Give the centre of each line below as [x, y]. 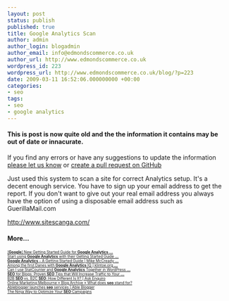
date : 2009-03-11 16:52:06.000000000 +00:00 [74, 79]
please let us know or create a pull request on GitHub [85, 165]
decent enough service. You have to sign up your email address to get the [114, 186]
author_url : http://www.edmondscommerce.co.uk [77, 60]
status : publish [31, 20]
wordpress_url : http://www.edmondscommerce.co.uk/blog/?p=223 [100, 72]
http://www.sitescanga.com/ [49, 222]
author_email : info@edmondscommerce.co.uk [70, 53]
